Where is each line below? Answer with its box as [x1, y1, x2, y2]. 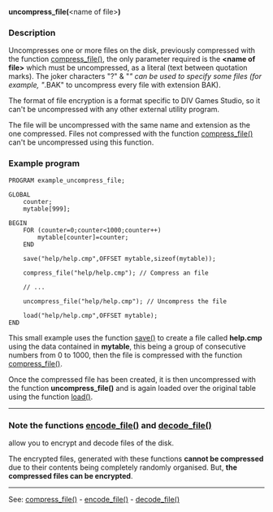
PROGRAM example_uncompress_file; [8, 176, 126, 184]
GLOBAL [8, 190, 31, 198]
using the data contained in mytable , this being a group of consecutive [8, 341, 246, 351]
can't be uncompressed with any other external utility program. [8, 105, 220, 115]
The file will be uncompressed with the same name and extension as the [8, 120, 250, 130]
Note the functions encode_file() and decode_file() [8, 419, 212, 431]
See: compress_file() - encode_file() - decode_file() [8, 494, 180, 504]
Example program [8, 158, 80, 169]
